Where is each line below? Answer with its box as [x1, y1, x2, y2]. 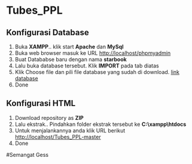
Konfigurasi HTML [6, 98, 76, 109]
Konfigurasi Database [6, 27, 89, 38]
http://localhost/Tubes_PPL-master [14, 133, 101, 140]
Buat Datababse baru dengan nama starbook [14, 56, 127, 63]
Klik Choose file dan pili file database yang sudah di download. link [14, 69, 180, 75]
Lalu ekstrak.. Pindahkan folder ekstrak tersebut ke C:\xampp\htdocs [14, 120, 187, 128]
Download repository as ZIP [14, 114, 84, 121]
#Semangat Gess [6, 151, 49, 158]
